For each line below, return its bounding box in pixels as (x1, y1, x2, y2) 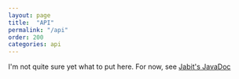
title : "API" (8, 19, 55, 27)
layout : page (8, 11, 51, 20)
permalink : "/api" (8, 26, 68, 34)
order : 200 (8, 33, 44, 41)
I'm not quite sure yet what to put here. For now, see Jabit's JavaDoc (8, 62, 231, 71)
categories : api (8, 41, 61, 48)
